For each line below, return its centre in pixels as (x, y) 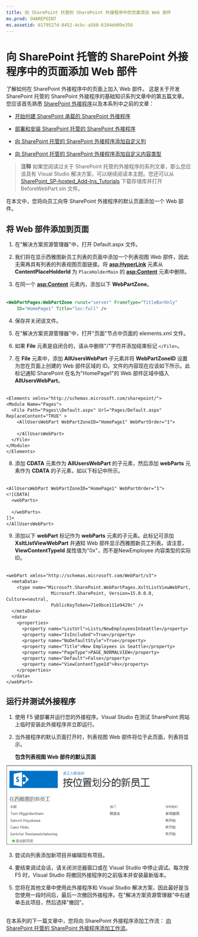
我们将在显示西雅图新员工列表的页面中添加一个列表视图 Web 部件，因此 (102, 257)
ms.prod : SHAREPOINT (32, 19)
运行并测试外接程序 (41, 702)
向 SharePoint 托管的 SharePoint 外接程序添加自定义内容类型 (88, 154)
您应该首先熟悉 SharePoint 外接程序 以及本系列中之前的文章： (80, 104)
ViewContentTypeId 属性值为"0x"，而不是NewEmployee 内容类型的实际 (103, 550)
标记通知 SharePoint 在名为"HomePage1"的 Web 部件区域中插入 (92, 373)
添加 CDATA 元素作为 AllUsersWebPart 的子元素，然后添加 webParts (99, 463)
